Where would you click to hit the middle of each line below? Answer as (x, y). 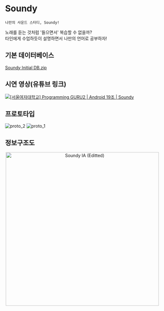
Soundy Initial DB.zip (26, 67)
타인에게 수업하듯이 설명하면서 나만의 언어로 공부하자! (56, 38)
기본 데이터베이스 (30, 55)
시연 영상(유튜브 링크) (36, 84)
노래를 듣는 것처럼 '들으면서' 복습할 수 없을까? (48, 32)
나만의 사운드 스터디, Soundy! (32, 23)
